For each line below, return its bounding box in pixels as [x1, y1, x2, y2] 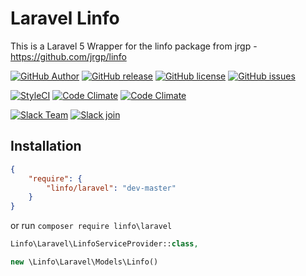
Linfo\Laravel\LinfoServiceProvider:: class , [10, 239, 199, 249]
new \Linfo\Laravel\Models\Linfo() [10, 257, 159, 267]
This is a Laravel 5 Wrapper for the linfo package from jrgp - [10, 40, 258, 52]
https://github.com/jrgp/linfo [10, 50, 127, 62]
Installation [10, 138, 82, 155]
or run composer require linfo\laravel [10, 220, 173, 232]
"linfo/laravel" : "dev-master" [46, 183, 177, 193]
